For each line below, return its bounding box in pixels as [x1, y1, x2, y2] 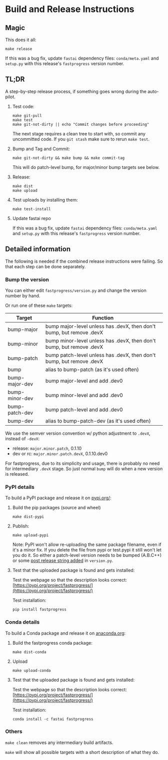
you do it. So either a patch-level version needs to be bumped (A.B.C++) [12, 552, 161, 558]
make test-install [12, 207, 51, 212]
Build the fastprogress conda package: [12, 640, 92, 646]
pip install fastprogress [12, 607, 66, 612]
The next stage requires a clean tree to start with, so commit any [12, 130, 146, 136]
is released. [5, 471, 29, 477]
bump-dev [7, 417, 33, 424]
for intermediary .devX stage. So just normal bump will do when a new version [5, 465, 163, 472]
